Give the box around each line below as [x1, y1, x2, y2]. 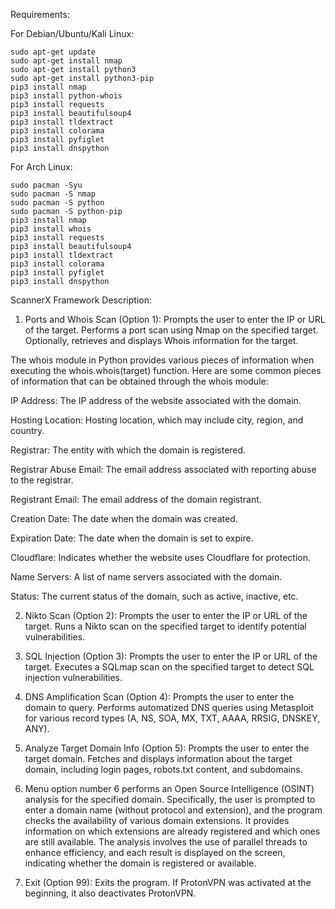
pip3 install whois [10, 224, 92, 234]
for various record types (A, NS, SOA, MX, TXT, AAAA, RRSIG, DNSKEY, [24, 712, 321, 724]
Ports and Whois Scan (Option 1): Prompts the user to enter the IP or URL [24, 314, 326, 325]
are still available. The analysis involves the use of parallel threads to [24, 836, 308, 848]
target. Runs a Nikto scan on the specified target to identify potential [24, 620, 307, 632]
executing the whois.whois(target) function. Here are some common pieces [10, 365, 322, 376]
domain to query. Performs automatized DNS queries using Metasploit [24, 702, 314, 713]
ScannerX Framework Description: [10, 294, 153, 306]
